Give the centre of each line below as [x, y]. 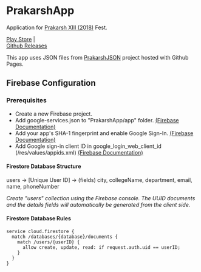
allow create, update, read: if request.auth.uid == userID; [101, 248]
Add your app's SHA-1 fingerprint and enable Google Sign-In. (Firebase [104, 133]
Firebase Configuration [51, 83]
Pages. [15, 64]
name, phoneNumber [33, 186]
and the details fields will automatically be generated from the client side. [98, 204]
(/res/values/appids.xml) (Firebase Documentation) [79, 152]
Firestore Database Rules [39, 218]
